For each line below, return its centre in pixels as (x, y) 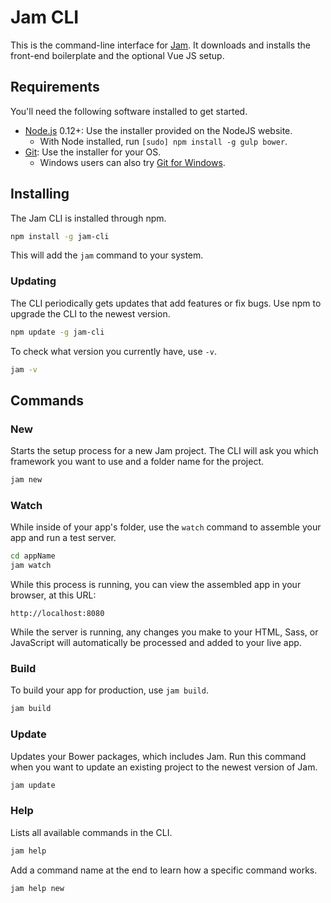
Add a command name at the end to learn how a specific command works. (164, 870)
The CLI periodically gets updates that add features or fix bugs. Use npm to (166, 303)
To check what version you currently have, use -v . (113, 351)
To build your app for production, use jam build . (109, 690)
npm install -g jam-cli (60, 236)
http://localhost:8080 (57, 614)
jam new (26, 480)
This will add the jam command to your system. (107, 255)
